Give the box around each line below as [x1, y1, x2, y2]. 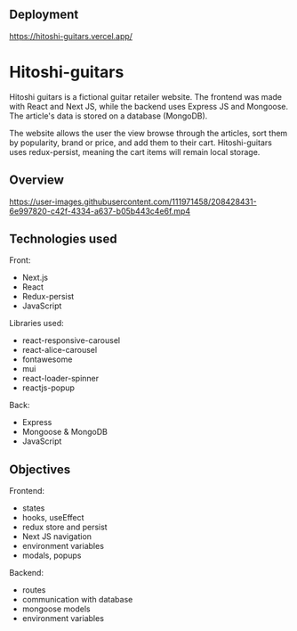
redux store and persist [21, 521, 108, 533]
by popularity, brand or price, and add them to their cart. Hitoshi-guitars [9, 137, 273, 148]
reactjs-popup [21, 382, 76, 393]
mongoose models [21, 603, 91, 614]
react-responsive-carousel [21, 335, 121, 346]
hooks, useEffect [21, 512, 84, 523]
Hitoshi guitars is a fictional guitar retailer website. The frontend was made [9, 91, 283, 102]
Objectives [9, 462, 71, 477]
